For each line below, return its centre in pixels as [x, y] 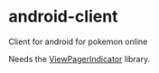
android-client [63, 17]
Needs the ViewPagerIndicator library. [79, 59]
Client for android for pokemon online [78, 41]
